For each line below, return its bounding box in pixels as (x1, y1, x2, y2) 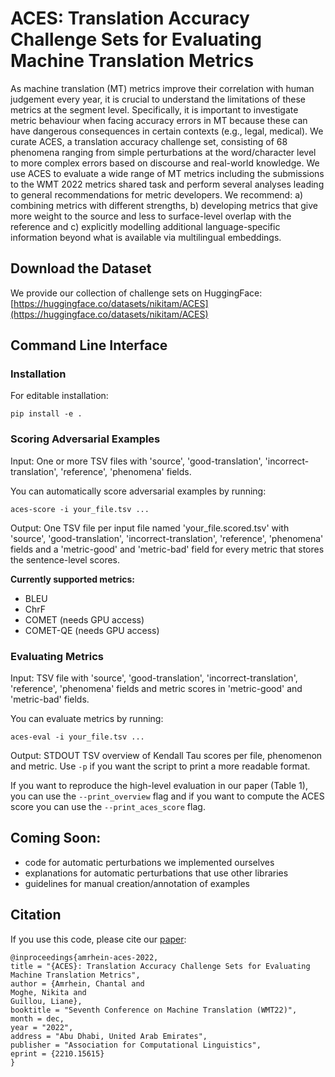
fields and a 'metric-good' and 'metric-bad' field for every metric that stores (10, 543, 325, 555)
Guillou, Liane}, (10, 996, 83, 1006)
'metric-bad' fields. (10, 693, 90, 706)
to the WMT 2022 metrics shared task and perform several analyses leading (10, 178, 325, 190)
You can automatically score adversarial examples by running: (10, 485, 267, 497)
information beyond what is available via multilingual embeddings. (10, 231, 282, 243)
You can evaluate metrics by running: (10, 713, 164, 725)
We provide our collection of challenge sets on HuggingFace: (10, 287, 263, 299)
